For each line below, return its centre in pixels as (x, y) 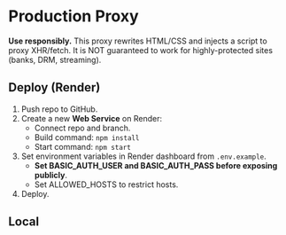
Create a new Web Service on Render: (92, 118)
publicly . (51, 175)
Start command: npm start (83, 146)
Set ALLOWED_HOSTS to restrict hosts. (106, 184)
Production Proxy (73, 16)
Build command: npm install (87, 137)
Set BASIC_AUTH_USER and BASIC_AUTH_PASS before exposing (156, 165)
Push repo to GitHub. (59, 109)
